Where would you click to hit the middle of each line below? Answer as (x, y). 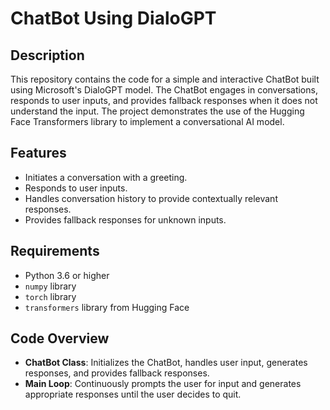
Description (47, 55)
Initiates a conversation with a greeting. (106, 177)
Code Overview (60, 338)
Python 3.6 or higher (67, 275)
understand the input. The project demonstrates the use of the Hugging (157, 111)
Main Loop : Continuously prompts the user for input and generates (163, 384)
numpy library (50, 286)
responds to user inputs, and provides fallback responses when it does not (164, 100)
